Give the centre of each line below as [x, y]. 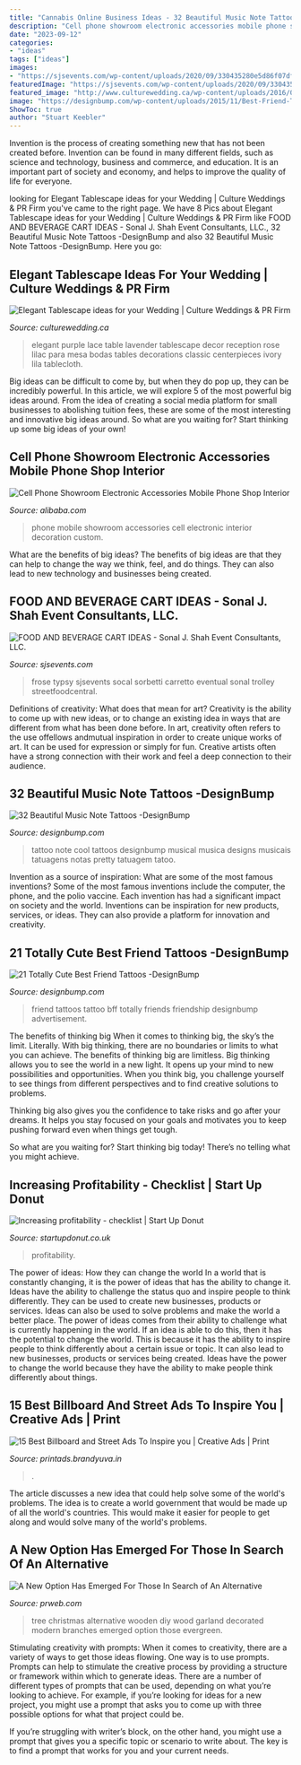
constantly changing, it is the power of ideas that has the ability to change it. [150, 1282]
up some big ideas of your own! [68, 429]
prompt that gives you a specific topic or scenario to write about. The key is [149, 1741]
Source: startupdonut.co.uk [60, 1238]
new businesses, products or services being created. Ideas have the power [148, 1358]
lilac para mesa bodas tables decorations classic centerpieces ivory [156, 354]
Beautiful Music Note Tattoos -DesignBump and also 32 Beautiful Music [142, 237]
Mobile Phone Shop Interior [87, 471]
